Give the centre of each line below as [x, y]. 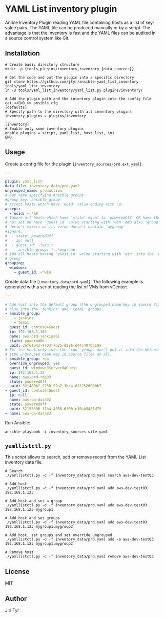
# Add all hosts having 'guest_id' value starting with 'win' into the [79, 254]
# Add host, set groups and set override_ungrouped [59, 535]
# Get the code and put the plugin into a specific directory [70, 77]
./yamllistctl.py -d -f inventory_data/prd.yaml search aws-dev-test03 [79, 476]
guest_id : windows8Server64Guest [43, 368]
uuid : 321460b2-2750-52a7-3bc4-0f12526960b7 [55, 386]
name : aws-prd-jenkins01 [35, 336]
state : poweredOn [27, 341]
